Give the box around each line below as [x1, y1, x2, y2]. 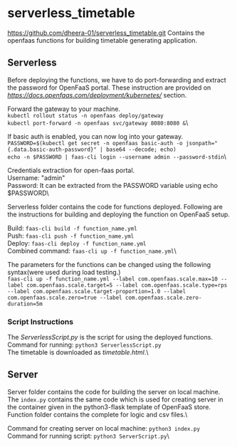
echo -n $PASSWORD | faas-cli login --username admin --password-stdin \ [7, 152, 226, 161]
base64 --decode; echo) [105, 146, 177, 153]
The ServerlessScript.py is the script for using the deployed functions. [7, 333, 214, 342]
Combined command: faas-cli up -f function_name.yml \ [7, 246, 177, 255]
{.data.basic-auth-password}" [7, 146, 98, 153]
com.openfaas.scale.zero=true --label [7, 294, 122, 301]
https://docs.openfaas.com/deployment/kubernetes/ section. [7, 90, 187, 99]
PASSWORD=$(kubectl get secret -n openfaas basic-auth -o [7, 140, 183, 147]
